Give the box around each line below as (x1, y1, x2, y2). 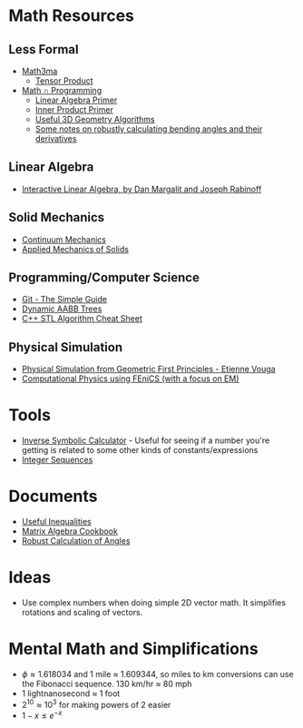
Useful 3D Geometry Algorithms (34, 114, 155, 124)
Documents (8, 487, 98, 507)
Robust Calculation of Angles (21, 536, 131, 546)
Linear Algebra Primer (34, 94, 118, 105)
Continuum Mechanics (21, 233, 106, 245)
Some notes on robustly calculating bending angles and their (34, 123, 263, 134)
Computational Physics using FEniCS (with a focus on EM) (21, 373, 239, 384)
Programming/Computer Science (8, 270, 200, 286)
